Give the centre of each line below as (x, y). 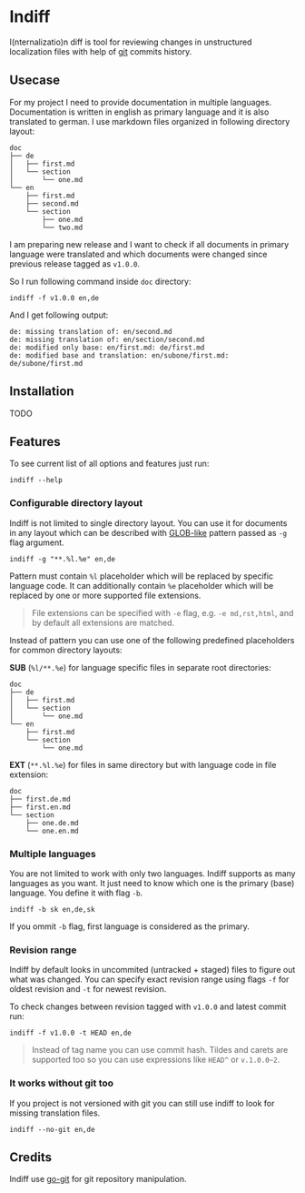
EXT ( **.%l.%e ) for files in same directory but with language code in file (143, 764)
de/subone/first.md (46, 363)
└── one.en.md (52, 831)
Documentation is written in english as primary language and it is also (139, 112)
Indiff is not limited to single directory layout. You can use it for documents (148, 523)
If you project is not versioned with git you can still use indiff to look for (142, 1103)
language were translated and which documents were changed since (138, 254)
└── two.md (63, 227)
